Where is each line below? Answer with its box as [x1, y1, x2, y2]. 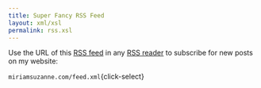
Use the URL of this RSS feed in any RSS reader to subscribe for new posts [8, 48, 254, 58]
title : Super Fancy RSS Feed [8, 11, 105, 20]
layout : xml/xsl [8, 19, 62, 27]
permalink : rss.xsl [8, 26, 73, 34]
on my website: [8, 56, 58, 66]
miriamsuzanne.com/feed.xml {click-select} [8, 72, 144, 82]
